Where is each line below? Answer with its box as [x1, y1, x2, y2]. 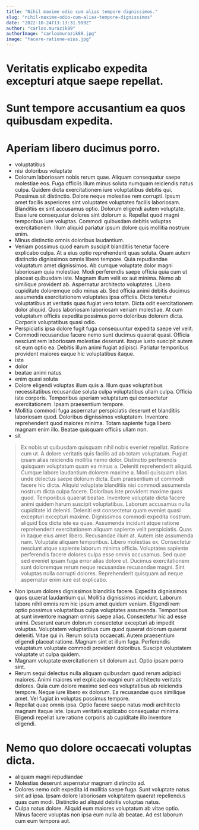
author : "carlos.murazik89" [6, 25, 76, 31]
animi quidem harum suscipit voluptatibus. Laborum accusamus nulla [20, 500, 190, 508]
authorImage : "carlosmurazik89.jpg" [6, 31, 97, 37]
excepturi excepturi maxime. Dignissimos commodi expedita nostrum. [20, 513, 192, 520]
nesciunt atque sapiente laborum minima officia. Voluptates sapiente [20, 544, 188, 552]
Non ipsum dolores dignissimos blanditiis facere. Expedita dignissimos [14, 588, 187, 595]
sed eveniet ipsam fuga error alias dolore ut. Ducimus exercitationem [20, 557, 189, 565]
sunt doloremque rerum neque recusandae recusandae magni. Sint [20, 563, 185, 571]
